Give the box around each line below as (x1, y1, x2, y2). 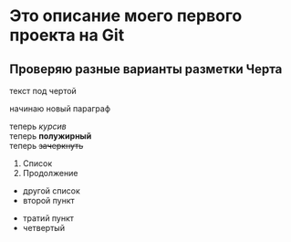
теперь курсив (9, 121, 67, 132)
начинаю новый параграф (9, 103, 111, 114)
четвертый (22, 223, 66, 233)
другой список (22, 185, 80, 196)
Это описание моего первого (9, 5, 243, 26)
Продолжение (22, 168, 78, 178)
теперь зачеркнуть (9, 141, 84, 151)
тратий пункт (22, 213, 75, 224)
